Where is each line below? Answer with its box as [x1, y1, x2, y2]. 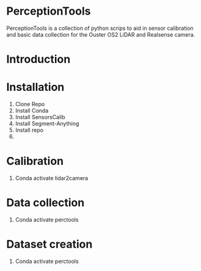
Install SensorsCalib [15, 114, 65, 121]
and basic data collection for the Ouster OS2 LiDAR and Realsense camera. [6, 31, 196, 38]
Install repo [15, 126, 44, 134]
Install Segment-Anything [15, 120, 79, 128]
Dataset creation [6, 237, 93, 251]
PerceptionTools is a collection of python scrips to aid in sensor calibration [6, 24, 194, 32]
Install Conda [15, 107, 49, 114]
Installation [6, 81, 65, 94]
